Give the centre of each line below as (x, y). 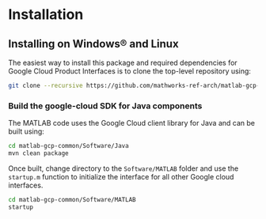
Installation (46, 15)
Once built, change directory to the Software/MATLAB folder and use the (123, 168)
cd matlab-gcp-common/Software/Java (68, 146)
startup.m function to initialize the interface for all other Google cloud (121, 176)
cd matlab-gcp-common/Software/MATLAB (72, 199)
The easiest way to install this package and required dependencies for (123, 62)
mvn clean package (38, 153)
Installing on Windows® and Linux (94, 44)
